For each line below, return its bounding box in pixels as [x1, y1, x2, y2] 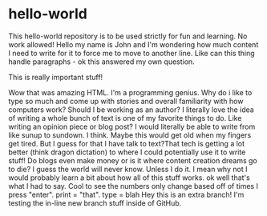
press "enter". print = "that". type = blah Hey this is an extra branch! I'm [8, 190, 245, 199]
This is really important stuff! [8, 72, 103, 82]
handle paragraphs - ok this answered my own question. [8, 57, 195, 66]
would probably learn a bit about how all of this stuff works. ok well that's [8, 173, 250, 182]
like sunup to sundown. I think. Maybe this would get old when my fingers [8, 130, 252, 140]
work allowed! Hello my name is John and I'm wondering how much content [8, 39, 259, 49]
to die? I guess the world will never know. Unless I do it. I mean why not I [8, 164, 248, 174]
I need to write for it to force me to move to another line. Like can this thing [8, 48, 255, 58]
